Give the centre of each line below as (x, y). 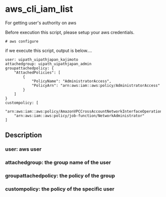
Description (23, 135)
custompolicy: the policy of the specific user (60, 189)
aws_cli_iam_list (39, 9)
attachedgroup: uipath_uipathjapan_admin (48, 64)
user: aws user (23, 149)
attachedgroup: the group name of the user (58, 162)
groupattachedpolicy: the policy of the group (60, 176)
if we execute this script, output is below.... (49, 50)
